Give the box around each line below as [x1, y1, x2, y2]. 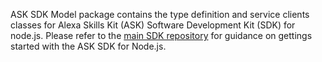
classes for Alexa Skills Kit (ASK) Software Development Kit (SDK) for [10, 19, 296, 31]
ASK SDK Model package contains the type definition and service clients [10, 9, 310, 20]
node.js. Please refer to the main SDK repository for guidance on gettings [10, 30, 313, 41]
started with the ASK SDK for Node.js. [10, 40, 167, 52]
